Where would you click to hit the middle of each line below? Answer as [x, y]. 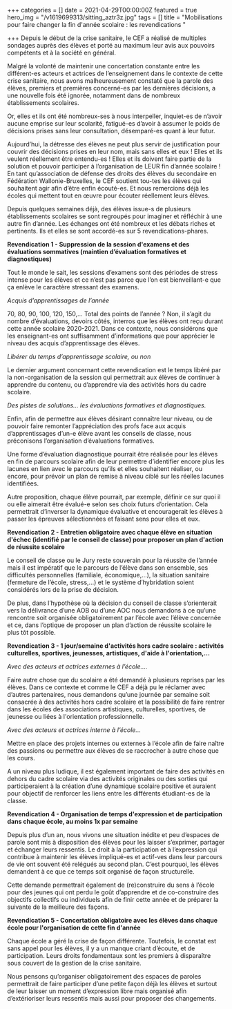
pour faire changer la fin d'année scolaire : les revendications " [97, 25]
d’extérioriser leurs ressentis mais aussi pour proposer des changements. [112, 998]
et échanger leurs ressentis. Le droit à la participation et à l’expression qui [112, 849]
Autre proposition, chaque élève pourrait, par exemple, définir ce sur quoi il [114, 497]
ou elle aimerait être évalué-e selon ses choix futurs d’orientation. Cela [108, 504]
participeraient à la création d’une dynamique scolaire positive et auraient [112, 786]
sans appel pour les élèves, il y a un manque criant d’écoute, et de [101, 948]
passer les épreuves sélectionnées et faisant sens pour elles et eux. [104, 519]
